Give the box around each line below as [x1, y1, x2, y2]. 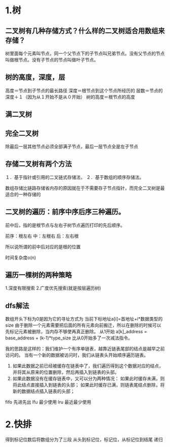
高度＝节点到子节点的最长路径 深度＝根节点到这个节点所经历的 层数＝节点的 [5, 87, 163, 93]
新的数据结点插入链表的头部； [12, 388, 75, 394]
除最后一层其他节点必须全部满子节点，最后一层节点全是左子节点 [5, 143, 138, 150]
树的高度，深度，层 [5, 73, 65, 82]
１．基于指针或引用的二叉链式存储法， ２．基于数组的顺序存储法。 [5, 174, 144, 180]
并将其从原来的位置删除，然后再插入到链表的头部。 [12, 369, 119, 375]
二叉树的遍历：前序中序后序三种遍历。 [5, 208, 125, 216]
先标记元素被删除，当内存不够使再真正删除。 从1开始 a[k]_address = [5, 329, 147, 335]
